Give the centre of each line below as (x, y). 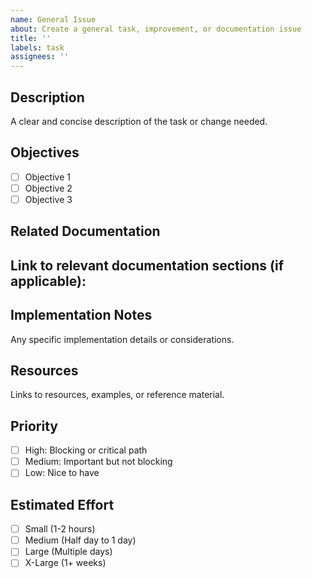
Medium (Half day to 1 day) (80, 540)
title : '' (31, 38)
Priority (34, 426)
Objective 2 (48, 188)
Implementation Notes (81, 315)
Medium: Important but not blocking (98, 462)
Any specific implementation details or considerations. (122, 339)
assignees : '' (40, 57)
